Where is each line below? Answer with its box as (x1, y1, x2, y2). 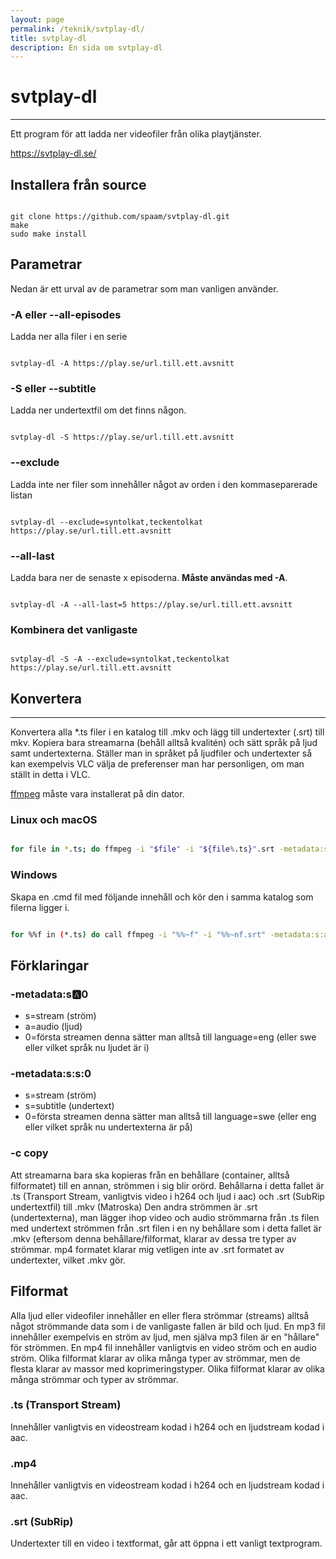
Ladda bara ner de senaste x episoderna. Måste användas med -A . (10, 572, 288, 583)
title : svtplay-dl (10, 33, 87, 43)
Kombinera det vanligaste (10, 622, 138, 636)
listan (10, 489, 33, 501)
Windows (10, 868, 58, 882)
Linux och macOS (10, 813, 98, 827)
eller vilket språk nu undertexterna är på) (24, 1121, 193, 1133)
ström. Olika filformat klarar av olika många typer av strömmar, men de (10, 1352, 301, 1364)
